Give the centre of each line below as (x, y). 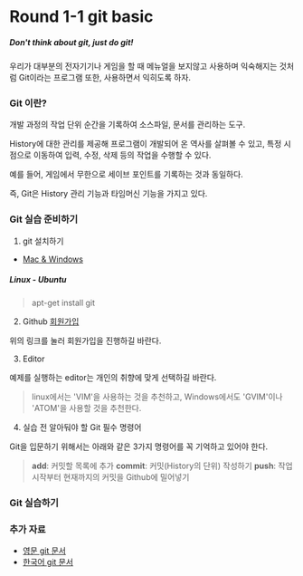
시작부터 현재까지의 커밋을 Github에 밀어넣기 (110, 476)
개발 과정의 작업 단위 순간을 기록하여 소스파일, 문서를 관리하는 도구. (128, 125)
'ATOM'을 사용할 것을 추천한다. (86, 408)
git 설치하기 (43, 241)
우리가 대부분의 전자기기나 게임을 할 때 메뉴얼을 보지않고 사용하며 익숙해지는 (143, 66)
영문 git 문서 (44, 551)
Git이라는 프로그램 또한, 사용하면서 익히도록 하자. (105, 78)
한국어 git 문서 (48, 562)
